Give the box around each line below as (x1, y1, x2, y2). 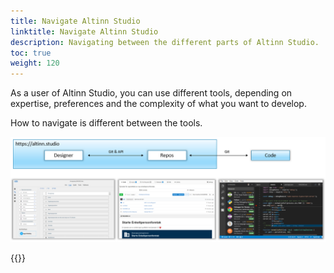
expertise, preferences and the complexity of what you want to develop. (10, 98, 307, 110)
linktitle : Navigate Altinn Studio (10, 26, 159, 37)
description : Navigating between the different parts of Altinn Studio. (10, 37, 320, 47)
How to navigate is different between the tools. (10, 117, 203, 129)
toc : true (10, 48, 52, 58)
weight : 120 (10, 58, 60, 69)
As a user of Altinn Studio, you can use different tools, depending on (10, 87, 293, 99)
